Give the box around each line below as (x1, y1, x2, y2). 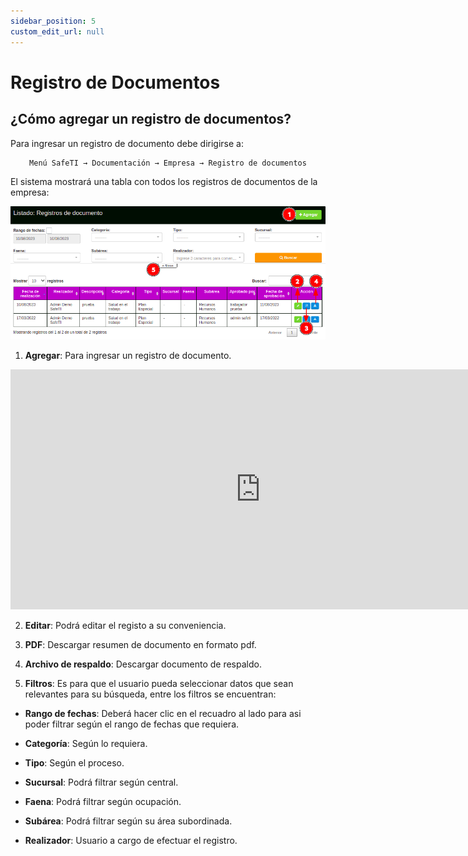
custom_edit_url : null (10, 26, 105, 37)
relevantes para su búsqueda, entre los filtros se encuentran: (24, 688, 277, 700)
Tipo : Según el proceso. (24, 757, 125, 769)
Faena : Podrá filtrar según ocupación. (24, 796, 182, 808)
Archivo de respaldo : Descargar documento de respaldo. (24, 658, 262, 670)
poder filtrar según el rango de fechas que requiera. (24, 718, 240, 730)
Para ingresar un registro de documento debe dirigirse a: (10, 137, 244, 149)
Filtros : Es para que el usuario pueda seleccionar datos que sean (24, 678, 294, 690)
